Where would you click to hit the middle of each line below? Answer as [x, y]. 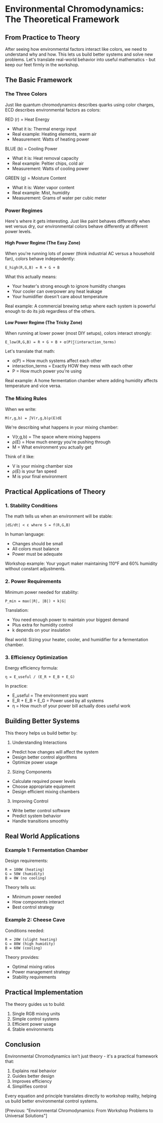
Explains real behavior [34, 1071]
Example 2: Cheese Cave [35, 920]
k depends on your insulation [41, 630]
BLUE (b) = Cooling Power [31, 149]
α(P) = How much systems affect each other [56, 361]
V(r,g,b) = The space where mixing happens [56, 436]
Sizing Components [32, 772]
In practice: [16, 686]
